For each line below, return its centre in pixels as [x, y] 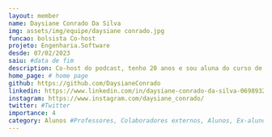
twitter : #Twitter [39, 106]
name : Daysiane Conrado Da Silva [65, 23]
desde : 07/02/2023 [39, 53]
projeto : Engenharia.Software [59, 46]
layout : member [34, 16]
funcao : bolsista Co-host [52, 38]
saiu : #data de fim [41, 61]
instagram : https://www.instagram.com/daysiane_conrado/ [106, 98]
